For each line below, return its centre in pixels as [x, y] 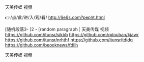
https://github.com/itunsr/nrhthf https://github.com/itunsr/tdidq [69, 40]
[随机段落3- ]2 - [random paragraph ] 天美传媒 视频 [57, 29]
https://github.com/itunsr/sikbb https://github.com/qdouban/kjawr [72, 35]
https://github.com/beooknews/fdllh [42, 45]
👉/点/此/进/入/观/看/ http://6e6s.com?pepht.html [55, 17]
